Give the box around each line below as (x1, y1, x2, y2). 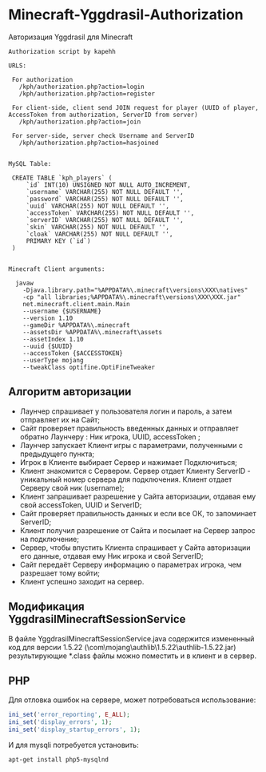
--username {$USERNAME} (22, 307, 102, 315)
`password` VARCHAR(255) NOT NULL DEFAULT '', (26, 195, 184, 203)
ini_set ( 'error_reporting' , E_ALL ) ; (8, 711, 130, 719)
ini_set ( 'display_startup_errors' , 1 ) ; (8, 726, 141, 734)
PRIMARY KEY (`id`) (26, 236, 91, 245)
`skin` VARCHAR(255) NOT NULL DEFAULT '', (26, 223, 170, 231)
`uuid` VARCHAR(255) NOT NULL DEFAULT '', (26, 202, 170, 210)
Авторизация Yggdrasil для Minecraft (8, 32, 133, 42)
